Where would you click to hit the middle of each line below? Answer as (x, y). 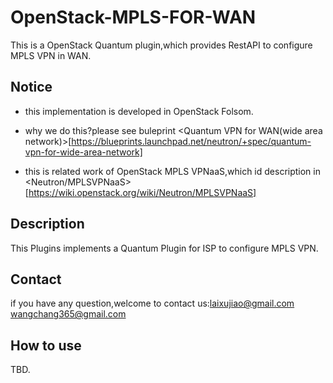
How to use (46, 345)
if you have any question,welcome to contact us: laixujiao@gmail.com (152, 303)
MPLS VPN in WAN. (51, 55)
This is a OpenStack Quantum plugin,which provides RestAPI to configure (161, 45)
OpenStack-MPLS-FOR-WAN (133, 17)
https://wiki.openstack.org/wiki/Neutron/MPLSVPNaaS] (142, 192)
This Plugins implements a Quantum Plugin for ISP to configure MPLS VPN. (164, 248)
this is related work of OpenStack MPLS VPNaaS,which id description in (172, 171)
